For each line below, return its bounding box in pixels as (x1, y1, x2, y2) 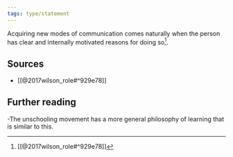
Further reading (7, 97, 76, 108)
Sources (7, 58, 44, 69)
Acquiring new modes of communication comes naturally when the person (7, 29, 221, 38)
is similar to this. (7, 122, 54, 131)
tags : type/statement (7, 10, 70, 17)
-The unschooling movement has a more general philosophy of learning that (7, 115, 225, 123)
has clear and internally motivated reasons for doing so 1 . (7, 36, 169, 46)
